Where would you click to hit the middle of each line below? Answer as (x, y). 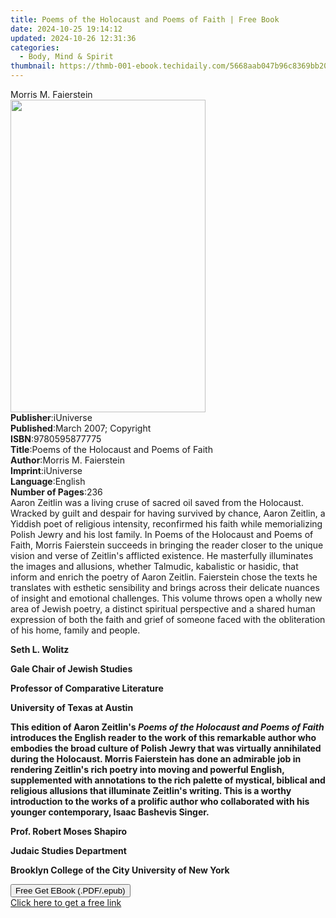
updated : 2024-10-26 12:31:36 (73, 38)
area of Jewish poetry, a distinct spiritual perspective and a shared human (163, 609)
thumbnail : (33, 66)
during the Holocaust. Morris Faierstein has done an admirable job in (156, 759)
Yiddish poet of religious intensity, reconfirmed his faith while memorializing (166, 524)
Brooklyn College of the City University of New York (120, 870)
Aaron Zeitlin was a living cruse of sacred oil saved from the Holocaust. (157, 502)
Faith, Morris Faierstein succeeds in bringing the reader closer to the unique (167, 545)
